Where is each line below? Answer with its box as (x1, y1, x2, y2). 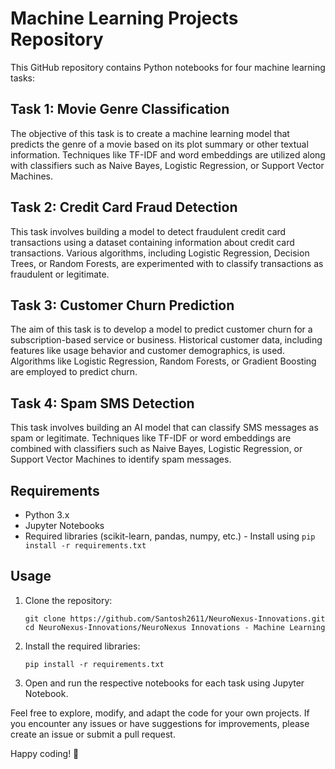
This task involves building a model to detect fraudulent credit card (10, 225, 287, 237)
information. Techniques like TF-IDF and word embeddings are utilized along (10, 148, 326, 161)
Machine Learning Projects (10, 7, 239, 30)
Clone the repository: (24, 594, 113, 606)
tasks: (10, 72, 36, 84)
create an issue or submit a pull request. (10, 728, 176, 740)
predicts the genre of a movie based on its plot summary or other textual (10, 138, 309, 150)
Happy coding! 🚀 (10, 747, 80, 759)
